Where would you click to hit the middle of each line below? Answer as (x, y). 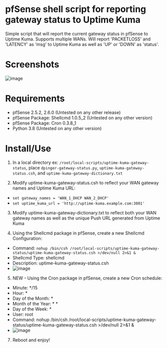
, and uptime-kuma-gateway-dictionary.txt (79, 173)
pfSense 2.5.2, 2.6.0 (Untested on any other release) (66, 112)
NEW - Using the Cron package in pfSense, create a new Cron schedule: (87, 278)
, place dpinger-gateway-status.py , (62, 167)
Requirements (35, 99)
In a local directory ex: (35, 162)
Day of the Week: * (32, 309)
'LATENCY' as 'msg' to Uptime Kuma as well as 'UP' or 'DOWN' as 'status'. (82, 44)
